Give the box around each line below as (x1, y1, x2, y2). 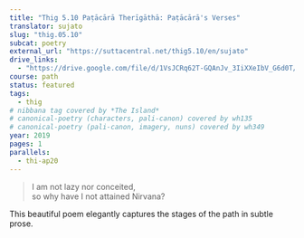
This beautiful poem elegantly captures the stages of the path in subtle (9, 208, 274, 219)
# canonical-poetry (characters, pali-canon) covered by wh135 (9, 114, 253, 123)
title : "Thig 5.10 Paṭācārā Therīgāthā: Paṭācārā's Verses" (9, 13, 242, 23)
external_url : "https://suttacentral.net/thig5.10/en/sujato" (9, 47, 249, 56)
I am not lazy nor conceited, (31, 181, 136, 192)
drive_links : (9, 55, 59, 64)
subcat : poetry (9, 38, 67, 48)
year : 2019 (9, 131, 51, 140)
